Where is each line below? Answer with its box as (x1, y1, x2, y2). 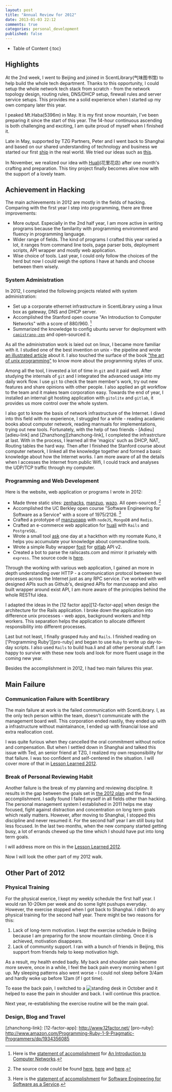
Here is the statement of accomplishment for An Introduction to (12, 1051, 146, 1057)
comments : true (5, 22, 38, 27)
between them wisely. (12, 263, 59, 269)
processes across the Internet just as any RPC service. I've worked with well (5, 575, 166, 582)
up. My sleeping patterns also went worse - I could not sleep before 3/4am (5, 970, 163, 976)
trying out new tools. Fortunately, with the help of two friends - (5, 426, 138, 433)
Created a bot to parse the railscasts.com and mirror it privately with (12, 549, 157, 555)
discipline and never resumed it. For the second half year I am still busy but (5, 818, 164, 824)
